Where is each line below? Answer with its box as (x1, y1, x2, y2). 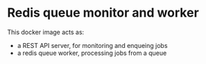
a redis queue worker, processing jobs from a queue (17, 49, 167, 57)
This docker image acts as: (7, 28, 85, 36)
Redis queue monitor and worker (7, 5, 199, 21)
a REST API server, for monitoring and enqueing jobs (17, 41, 168, 49)
